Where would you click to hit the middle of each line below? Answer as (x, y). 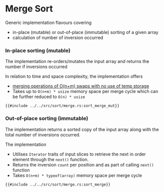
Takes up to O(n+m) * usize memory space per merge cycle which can (85, 91)
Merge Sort (29, 9)
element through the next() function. (50, 159)
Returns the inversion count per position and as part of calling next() (83, 164)
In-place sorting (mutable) (38, 50)
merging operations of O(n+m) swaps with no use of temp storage (81, 86)
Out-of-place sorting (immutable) (47, 118)
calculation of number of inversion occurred (58, 37)
